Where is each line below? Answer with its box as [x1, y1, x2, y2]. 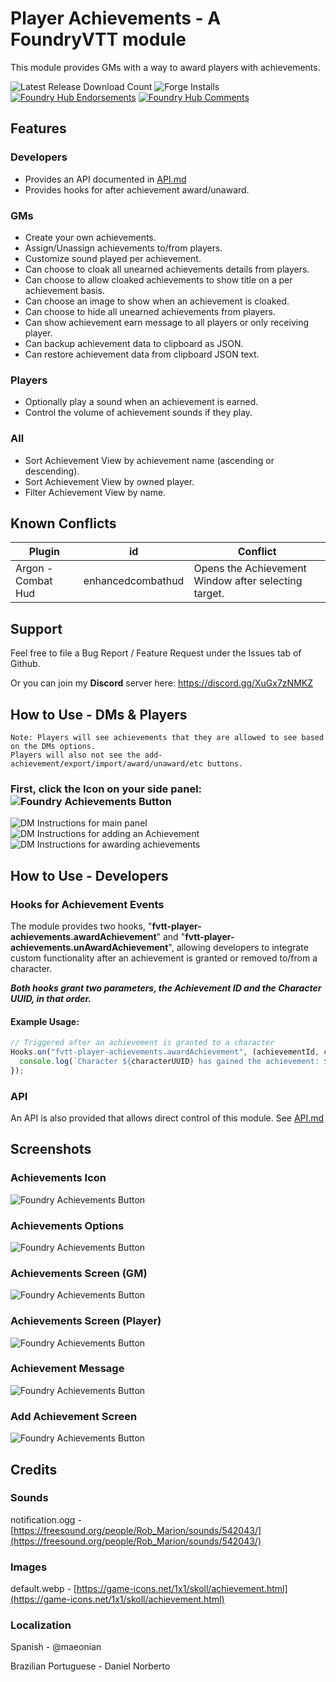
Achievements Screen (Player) [10, 1314, 162, 1328]
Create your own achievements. [24, 231, 157, 243]
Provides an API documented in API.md [24, 173, 187, 185]
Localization [10, 1618, 72, 1632]
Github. [10, 658, 41, 670]
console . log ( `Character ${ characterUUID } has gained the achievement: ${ [19, 1056, 333, 1066]
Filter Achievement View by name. [24, 486, 167, 498]
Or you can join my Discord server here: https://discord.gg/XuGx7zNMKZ [10, 677, 314, 689]
